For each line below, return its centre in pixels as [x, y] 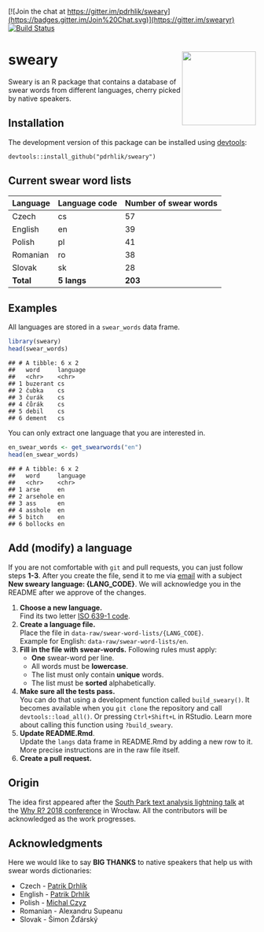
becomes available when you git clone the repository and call [121, 707]
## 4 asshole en [37, 510]
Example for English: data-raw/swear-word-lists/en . [104, 641]
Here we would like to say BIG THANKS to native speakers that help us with [130, 863]
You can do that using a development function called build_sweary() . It [134, 700]
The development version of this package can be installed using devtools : [128, 142]
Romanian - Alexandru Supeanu [71, 911]
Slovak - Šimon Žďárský [59, 919]
